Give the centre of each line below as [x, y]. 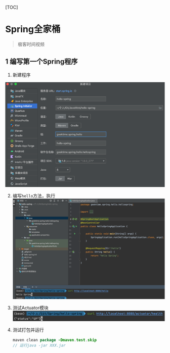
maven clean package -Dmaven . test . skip [55, 340]
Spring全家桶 [33, 29]
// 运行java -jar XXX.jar [39, 345]
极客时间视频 [31, 44]
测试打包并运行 [28, 330]
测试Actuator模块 [31, 308]
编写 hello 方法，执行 [34, 196]
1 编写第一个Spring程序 [41, 62]
